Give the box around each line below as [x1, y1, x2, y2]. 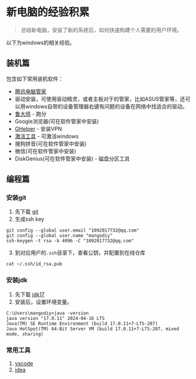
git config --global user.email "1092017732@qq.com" [6, 227, 140, 233]
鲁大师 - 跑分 [14, 110, 47, 117]
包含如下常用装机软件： [6, 75, 64, 82]
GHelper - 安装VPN [14, 125, 62, 132]
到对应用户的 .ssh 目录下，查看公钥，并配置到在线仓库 [14, 249, 146, 257]
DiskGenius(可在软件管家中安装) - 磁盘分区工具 [14, 155, 130, 162]
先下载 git [14, 208, 39, 215]
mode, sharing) [6, 331, 44, 337]
